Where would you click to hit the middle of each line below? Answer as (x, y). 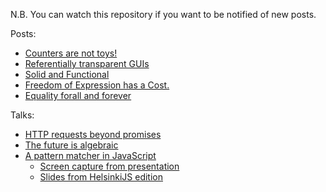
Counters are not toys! (71, 53)
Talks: (22, 115)
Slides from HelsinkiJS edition (101, 177)
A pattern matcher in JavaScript (90, 155)
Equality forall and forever (78, 95)
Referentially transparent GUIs (87, 63)
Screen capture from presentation (109, 166)
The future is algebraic (71, 145)
